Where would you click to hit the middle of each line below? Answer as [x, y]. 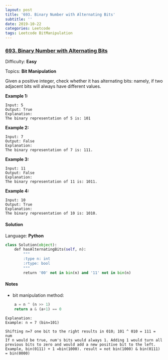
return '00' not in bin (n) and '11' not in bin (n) [77, 273]
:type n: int [37, 259]
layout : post [19, 10]
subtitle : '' [19, 19]
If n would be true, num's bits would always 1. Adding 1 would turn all [84, 340]
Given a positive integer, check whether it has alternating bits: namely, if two [84, 81]
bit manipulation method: [38, 295]
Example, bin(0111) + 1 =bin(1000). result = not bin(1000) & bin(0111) [83, 349]
